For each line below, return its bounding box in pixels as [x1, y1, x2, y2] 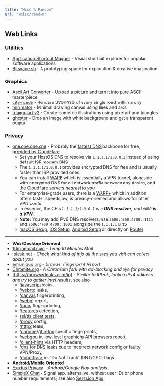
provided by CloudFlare [12, 148, 60, 154]
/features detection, [19, 308, 60, 314]
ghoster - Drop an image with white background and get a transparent [12, 115, 153, 121]
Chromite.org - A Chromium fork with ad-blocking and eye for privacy [12, 266, 153, 272]
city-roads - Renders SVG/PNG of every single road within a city [12, 100, 142, 105]
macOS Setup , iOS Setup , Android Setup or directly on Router [19, 226, 143, 232]
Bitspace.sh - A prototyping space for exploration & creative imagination [12, 66, 158, 72]
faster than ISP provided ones [19, 169, 80, 175]
